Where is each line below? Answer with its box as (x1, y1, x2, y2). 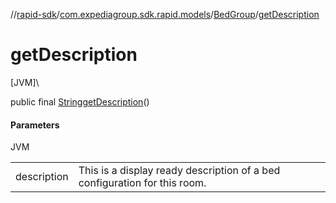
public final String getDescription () (10, 95, 150, 108)
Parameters (10, 119, 60, 131)
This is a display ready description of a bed (78, 164, 281, 178)
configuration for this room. (78, 176, 207, 190)
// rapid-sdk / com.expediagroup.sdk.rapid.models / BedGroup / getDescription (10, 9, 320, 20)
